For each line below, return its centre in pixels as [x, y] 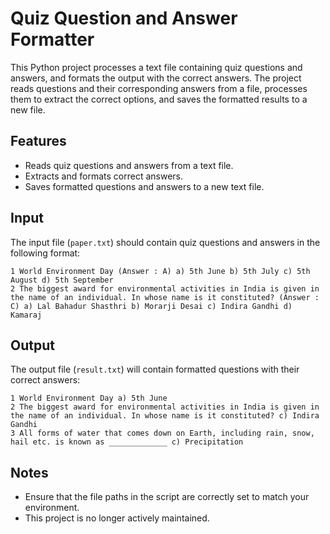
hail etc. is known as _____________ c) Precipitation [127, 442]
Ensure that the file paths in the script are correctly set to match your [167, 497]
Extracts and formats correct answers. [103, 176]
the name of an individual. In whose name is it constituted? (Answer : [165, 297]
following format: [45, 253]
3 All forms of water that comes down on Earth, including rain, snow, [162, 433]
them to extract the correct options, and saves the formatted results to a [159, 99]
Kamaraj [26, 315]
